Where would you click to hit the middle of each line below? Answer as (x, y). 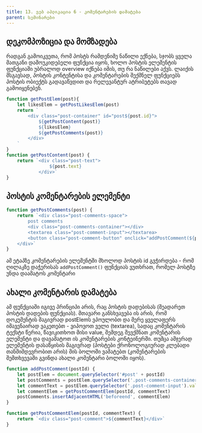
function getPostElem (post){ (43, 99)
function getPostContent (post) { (48, 155)
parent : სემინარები (31, 17)
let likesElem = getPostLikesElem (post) (68, 105)
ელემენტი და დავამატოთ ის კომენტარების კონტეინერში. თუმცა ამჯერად (99, 339)
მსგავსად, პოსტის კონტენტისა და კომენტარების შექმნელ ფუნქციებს (93, 75)
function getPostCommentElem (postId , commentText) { (74, 413)
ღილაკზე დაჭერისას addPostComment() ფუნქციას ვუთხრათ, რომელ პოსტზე (101, 267)
